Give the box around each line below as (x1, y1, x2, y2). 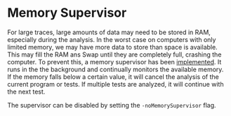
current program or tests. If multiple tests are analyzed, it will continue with (7, 80, 224, 88)
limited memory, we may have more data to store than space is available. (7, 43, 218, 51)
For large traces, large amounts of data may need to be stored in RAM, (7, 28, 211, 36)
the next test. (7, 87, 46, 96)
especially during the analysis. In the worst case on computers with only (7, 35, 216, 43)
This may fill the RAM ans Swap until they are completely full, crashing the (7, 50, 222, 59)
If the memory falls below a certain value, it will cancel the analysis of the (7, 72, 219, 81)
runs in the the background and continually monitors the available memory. (7, 65, 224, 73)
